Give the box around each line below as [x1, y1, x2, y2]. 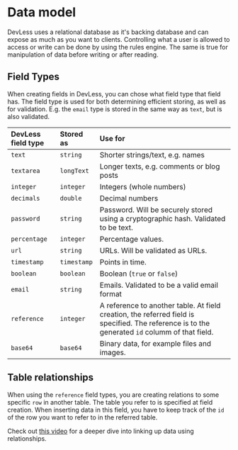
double [59, 194, 82, 202]
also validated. [7, 112, 50, 120]
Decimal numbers [99, 193, 159, 203]
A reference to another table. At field [99, 300, 221, 310]
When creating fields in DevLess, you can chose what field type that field [7, 89, 221, 98]
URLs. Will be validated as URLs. [99, 245, 208, 255]
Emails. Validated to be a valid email [99, 280, 218, 290]
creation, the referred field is [99, 309, 195, 319]
